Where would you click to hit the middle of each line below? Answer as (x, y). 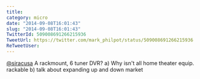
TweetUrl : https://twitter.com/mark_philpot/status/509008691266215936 (100, 40)
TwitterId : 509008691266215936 (46, 35)
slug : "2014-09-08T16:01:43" (44, 29)
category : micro (27, 18)
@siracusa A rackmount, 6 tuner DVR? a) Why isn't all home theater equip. (100, 63)
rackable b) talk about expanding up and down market (75, 69)
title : (15, 12)
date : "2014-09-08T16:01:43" (44, 23)
